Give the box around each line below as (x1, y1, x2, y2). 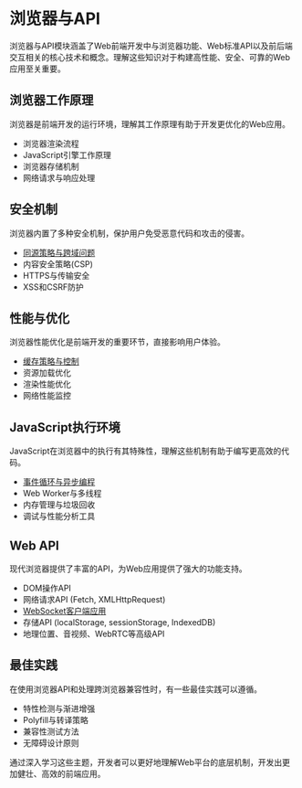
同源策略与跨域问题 (22, 247, 96, 258)
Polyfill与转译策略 (22, 714, 89, 725)
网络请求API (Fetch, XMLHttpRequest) (22, 594, 166, 604)
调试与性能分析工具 (22, 511, 96, 522)
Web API (9, 538, 59, 553)
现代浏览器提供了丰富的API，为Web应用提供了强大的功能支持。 (9, 563, 248, 574)
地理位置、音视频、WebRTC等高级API (22, 628, 165, 639)
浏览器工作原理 (9, 92, 94, 108)
